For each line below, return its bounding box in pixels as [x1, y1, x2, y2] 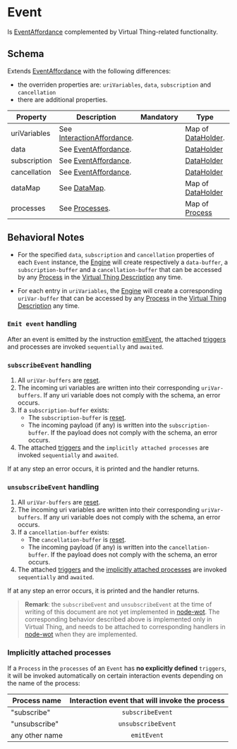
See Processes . [59, 203, 111, 213]
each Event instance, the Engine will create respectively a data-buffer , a [17, 258, 228, 266]
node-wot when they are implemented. [24, 630, 138, 638]
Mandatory [140, 112, 178, 122]
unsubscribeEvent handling [7, 482, 99, 492]
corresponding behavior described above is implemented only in [24, 615, 213, 624]
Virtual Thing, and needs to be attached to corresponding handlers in [24, 623, 226, 631]
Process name [12, 695, 62, 705]
